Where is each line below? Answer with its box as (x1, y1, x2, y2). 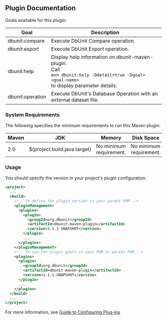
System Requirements (5, 111, 60, 118)
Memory (101, 134, 122, 141)
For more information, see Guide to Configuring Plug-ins (5, 309, 120, 315)
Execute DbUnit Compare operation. (51, 37, 136, 44)
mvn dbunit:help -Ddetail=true (51, 72, 125, 78)
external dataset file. (51, 96, 99, 103)
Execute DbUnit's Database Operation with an (51, 90, 158, 97)
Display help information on (51, 53, 115, 60)
